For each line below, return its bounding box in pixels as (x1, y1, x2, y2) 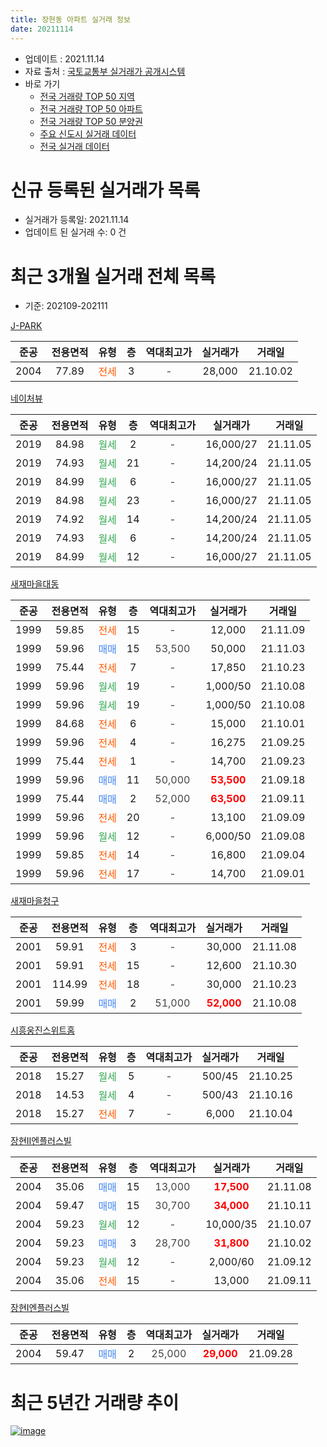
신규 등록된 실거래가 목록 (10, 179, 201, 201)
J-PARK (10, 320, 43, 332)
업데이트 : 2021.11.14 (24, 52, 105, 65)
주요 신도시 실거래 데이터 (39, 127, 137, 140)
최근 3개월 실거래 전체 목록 (10, 265, 216, 288)
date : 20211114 (10, 24, 74, 34)
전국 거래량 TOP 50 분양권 (39, 115, 143, 127)
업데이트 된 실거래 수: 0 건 (24, 226, 127, 238)
